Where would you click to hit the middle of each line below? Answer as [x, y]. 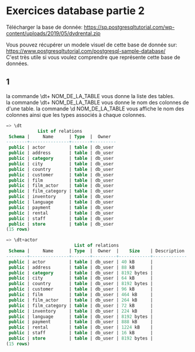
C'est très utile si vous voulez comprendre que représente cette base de [93, 57]
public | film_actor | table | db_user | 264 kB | [81, 300]
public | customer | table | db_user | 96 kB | [81, 289]
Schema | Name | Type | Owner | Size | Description [96, 251]
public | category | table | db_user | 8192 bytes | [81, 273]
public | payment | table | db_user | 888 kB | [81, 322]
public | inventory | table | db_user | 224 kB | [81, 311]
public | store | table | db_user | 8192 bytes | [81, 338]
